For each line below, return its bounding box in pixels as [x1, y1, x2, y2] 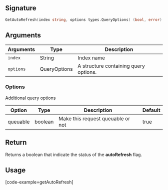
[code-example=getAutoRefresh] [5, 179, 73, 185]
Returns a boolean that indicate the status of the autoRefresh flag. [5, 152, 142, 158]
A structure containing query [77, 62, 145, 69]
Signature [5, 4, 36, 12]
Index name [77, 54, 105, 61]
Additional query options [5, 95, 56, 101]
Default [142, 107, 160, 114]
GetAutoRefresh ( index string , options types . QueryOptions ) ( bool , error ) [5, 17, 162, 22]
